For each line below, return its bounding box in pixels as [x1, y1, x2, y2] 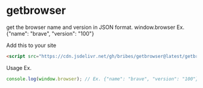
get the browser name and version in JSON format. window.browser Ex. [6, 24, 185, 31]
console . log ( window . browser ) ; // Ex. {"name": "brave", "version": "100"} [6, 76, 199, 82]
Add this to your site [6, 42, 56, 49]
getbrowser [6, 4, 66, 17]
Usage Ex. [6, 64, 32, 71]
